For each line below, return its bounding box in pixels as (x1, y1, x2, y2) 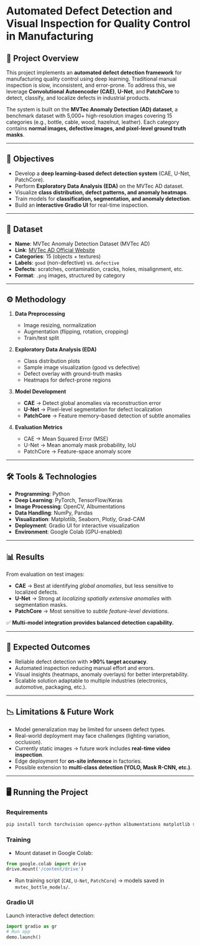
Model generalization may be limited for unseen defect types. (14, 725, 166, 733)
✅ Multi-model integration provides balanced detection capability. (6, 619, 174, 626)
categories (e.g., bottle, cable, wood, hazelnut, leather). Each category (6, 118, 180, 126)
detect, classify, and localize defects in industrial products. (6, 94, 151, 101)
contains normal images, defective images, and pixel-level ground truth (6, 125, 186, 132)
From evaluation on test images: (6, 570, 85, 578)
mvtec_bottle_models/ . (14, 883, 70, 891)
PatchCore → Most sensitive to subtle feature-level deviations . (14, 607, 170, 615)
